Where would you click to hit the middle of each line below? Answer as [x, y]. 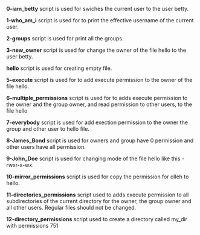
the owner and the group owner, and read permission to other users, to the [99, 104]
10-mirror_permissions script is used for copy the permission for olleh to [98, 177]
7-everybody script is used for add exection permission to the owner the [97, 122]
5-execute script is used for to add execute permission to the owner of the [99, 80]
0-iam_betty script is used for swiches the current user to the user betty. [98, 9]
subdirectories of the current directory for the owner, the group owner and [99, 201]
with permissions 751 [32, 226]
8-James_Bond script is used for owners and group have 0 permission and [100, 140]
